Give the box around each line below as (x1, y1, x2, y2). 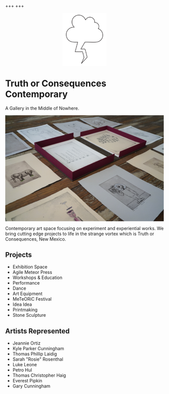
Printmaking (12, 307, 38, 313)
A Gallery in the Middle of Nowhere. (5, 105, 79, 111)
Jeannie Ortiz (12, 340, 41, 346)
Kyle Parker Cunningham (12, 346, 64, 352)
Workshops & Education (12, 274, 63, 280)
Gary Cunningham (12, 383, 51, 389)
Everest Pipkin (12, 378, 43, 384)
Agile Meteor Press (12, 269, 52, 275)
